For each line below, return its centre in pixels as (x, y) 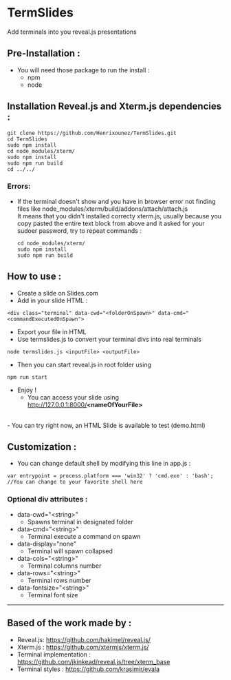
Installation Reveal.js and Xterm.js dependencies (114, 106)
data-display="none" (47, 544)
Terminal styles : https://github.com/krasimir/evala (88, 669)
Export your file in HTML (52, 331)
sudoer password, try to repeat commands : (79, 230)
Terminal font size (53, 595)
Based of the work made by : (69, 623)
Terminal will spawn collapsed (70, 551)
